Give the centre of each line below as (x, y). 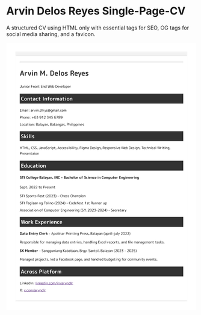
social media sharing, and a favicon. (51, 34)
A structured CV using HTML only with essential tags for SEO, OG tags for (98, 28)
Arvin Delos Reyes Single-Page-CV (96, 11)
